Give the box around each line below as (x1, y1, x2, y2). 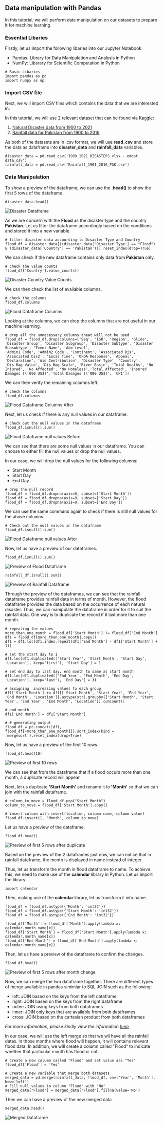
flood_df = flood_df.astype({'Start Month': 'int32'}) (5, 908, 119, 913)
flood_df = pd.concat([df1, (5, 724, 62, 729)
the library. (5, 876, 27, 882)
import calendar (5, 886, 38, 891)
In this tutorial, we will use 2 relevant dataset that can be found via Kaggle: (5, 115, 154, 121)
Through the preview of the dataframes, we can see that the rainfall (5, 591, 141, 596)
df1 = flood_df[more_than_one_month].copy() (5, 635, 97, 639)
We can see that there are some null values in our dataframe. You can (5, 443, 145, 449)
